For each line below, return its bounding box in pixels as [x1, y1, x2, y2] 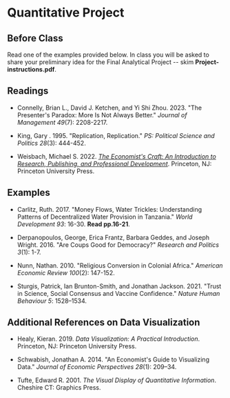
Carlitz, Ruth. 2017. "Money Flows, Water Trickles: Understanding [17, 205, 202, 213]
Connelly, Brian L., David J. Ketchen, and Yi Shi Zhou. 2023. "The [17, 103, 202, 112]
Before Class [7, 32, 63, 44]
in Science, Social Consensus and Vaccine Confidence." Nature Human [17, 289, 220, 297]
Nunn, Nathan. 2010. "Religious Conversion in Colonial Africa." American [17, 261, 223, 270]
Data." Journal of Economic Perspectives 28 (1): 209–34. [17, 363, 177, 371]
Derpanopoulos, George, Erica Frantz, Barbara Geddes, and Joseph [17, 233, 210, 241]
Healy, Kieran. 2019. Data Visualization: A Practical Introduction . [17, 335, 200, 343]
